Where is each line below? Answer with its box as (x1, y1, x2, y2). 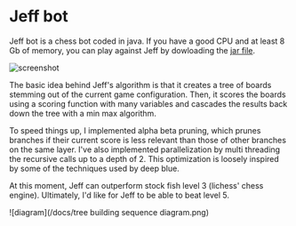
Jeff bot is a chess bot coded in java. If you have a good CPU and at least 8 (9, 36, 285, 46)
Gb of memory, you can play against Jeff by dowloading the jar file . (9, 44, 256, 55)
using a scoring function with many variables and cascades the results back (9, 98, 288, 109)
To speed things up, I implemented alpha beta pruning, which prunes (9, 125, 261, 135)
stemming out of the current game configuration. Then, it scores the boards (9, 89, 286, 100)
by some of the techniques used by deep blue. (9, 163, 180, 174)
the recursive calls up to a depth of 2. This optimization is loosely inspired (9, 153, 280, 164)
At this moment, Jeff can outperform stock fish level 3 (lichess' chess (9, 180, 264, 190)
